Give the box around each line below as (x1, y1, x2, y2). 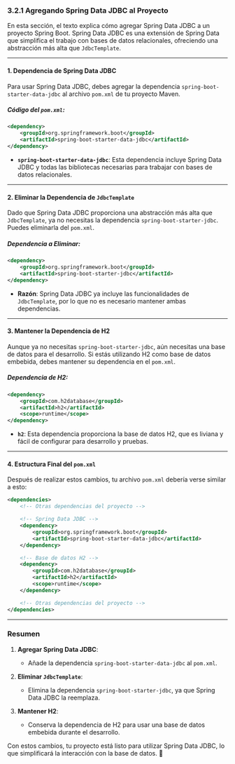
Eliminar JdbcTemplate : (17, 672, 83, 681)
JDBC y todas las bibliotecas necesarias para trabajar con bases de (17, 163, 213, 171)
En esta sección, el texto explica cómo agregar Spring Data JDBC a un (7, 22, 211, 30)
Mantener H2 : (17, 707, 59, 715)
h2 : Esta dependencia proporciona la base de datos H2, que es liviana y (17, 430, 224, 438)
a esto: (7, 483, 27, 491)
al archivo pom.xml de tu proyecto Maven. (62, 90, 180, 98)
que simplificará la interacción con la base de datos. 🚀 (7, 749, 163, 757)
